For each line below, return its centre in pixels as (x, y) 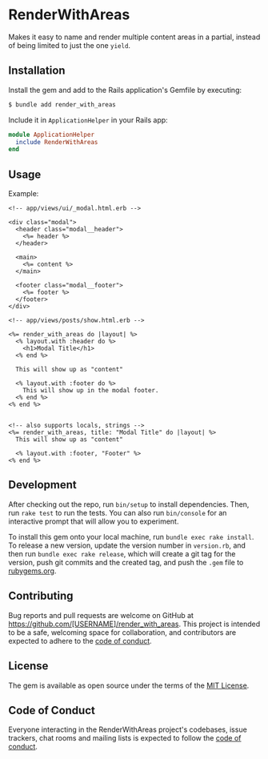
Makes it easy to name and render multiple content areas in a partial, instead (134, 37)
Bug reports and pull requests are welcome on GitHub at (101, 615)
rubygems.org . (32, 571)
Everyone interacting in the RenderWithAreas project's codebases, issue (128, 729)
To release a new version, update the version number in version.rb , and (127, 545)
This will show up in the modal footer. (91, 391)
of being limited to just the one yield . (69, 45)
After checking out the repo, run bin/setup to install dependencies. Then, (129, 504)
